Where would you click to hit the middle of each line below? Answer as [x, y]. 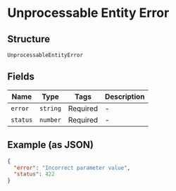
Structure [29, 39]
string [51, 108]
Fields [21, 76]
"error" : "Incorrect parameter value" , [72, 168]
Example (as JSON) [50, 145]
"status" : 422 [34, 174]
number [51, 120]
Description [125, 97]
